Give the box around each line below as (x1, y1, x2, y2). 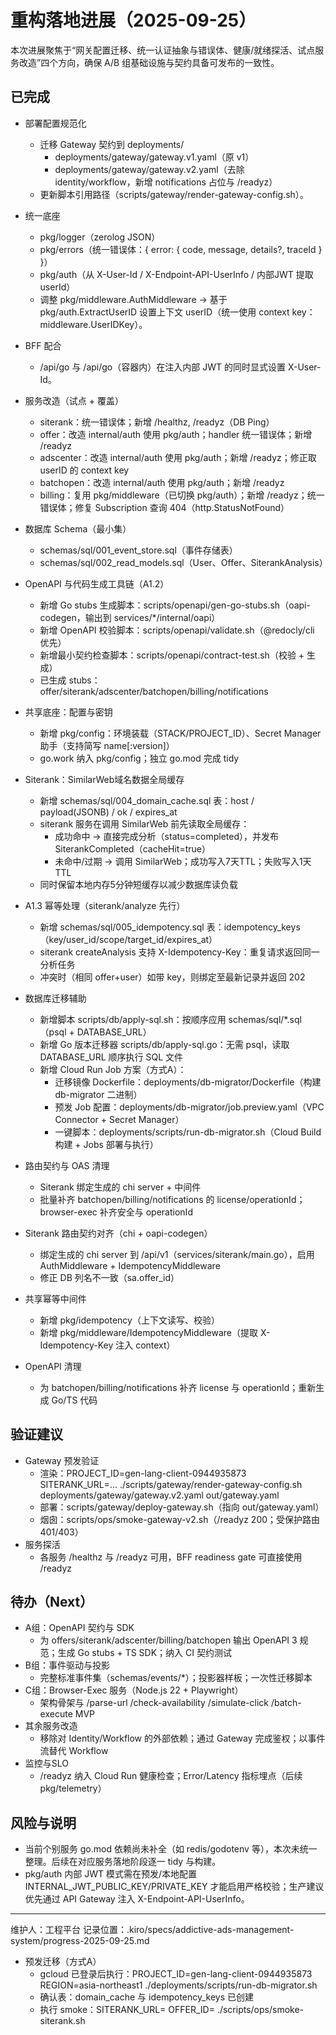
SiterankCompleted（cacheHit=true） (54, 842, 212, 855)
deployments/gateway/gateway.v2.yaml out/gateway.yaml (39, 1489, 280, 1501)
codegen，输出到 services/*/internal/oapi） (39, 611, 221, 623)
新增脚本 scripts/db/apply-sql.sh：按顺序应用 (39, 1013, 227, 1025)
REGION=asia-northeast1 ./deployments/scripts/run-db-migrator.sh (39, 1979, 318, 1991)
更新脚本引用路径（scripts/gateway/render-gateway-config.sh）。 (39, 188, 309, 200)
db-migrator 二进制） (54, 1088, 143, 1100)
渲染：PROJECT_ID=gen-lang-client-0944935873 (39, 1467, 247, 1479)
